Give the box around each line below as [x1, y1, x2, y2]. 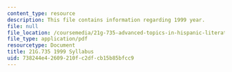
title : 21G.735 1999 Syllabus [7, 49, 95, 56]
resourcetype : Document [7, 42, 76, 49]
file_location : [7, 29, 51, 36]
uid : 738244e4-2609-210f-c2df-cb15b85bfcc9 [7, 55, 135, 62]
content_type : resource [7, 10, 76, 17]
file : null [7, 23, 39, 29]
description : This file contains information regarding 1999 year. [7, 16, 206, 23]
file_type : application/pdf [7, 36, 88, 43]
